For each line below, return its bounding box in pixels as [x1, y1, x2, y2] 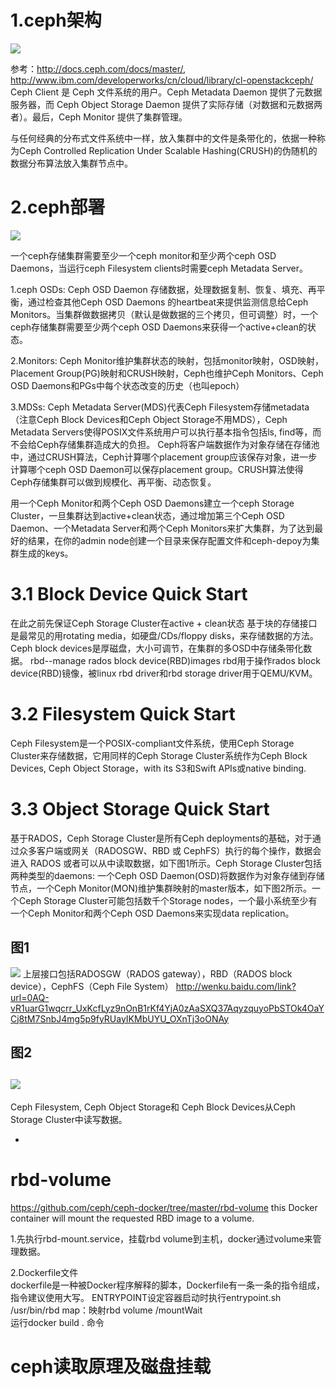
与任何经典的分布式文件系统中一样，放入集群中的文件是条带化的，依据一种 [10, 132, 317, 144]
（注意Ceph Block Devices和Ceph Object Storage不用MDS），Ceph [10, 413, 288, 425]
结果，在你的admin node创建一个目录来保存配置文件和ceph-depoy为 [27, 534, 312, 546]
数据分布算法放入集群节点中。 [10, 157, 133, 169]
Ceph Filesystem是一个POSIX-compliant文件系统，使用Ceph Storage [10, 737, 295, 749]
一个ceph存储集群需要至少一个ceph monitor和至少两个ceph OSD [10, 249, 277, 261]
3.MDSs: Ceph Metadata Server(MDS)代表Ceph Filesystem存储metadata [10, 401, 310, 413]
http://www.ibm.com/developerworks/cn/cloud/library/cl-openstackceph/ [10, 74, 314, 86]
